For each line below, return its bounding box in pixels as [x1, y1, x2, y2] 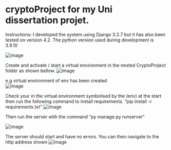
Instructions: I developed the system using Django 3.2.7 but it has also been [5, 31, 166, 37]
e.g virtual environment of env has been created [5, 77, 107, 83]
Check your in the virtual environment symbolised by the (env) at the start [5, 93, 162, 99]
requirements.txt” [5, 103, 43, 110]
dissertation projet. [5, 14, 89, 26]
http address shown [5, 139, 48, 145]
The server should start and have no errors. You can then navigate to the [5, 133, 159, 139]
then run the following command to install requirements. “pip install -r [5, 98, 153, 104]
